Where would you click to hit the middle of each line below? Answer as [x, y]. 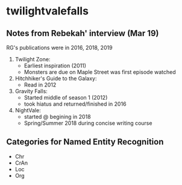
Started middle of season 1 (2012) [66, 98]
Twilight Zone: [33, 59]
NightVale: [28, 110]
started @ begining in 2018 [58, 117]
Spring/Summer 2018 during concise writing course [88, 123]
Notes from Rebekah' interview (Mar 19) [83, 33]
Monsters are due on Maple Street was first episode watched [100, 72]
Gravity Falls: [31, 91]
